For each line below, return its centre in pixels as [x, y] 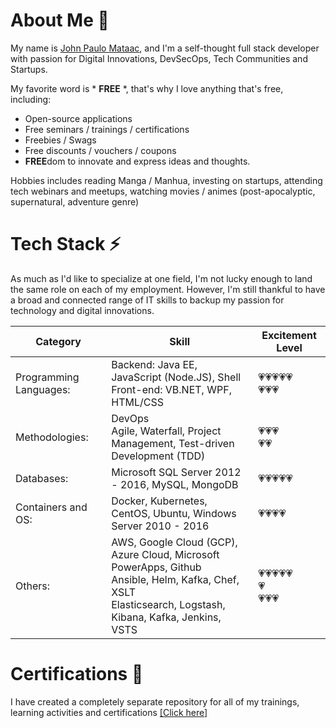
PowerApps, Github [156, 567]
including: [31, 99]
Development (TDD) [158, 456]
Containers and [51, 507]
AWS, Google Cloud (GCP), [174, 542]
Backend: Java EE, [154, 364]
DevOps [130, 418]
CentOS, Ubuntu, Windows [174, 513]
